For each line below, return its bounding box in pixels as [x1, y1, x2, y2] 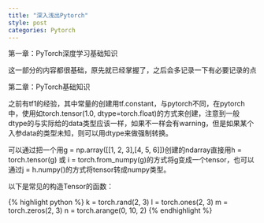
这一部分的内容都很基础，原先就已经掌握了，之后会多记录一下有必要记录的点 [8, 65, 257, 75]
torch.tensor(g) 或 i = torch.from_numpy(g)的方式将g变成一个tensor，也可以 [8, 155, 255, 165]
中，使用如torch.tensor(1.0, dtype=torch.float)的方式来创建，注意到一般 [8, 109, 240, 118]
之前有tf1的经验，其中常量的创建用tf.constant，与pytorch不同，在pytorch [8, 99, 246, 109]
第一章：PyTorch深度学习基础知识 [8, 49, 118, 58]
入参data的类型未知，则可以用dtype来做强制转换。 [8, 128, 173, 138]
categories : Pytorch [8, 26, 76, 34]
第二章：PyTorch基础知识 [8, 82, 91, 91]
